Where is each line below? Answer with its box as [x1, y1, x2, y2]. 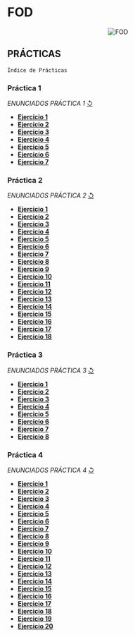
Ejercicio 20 [17, 621, 54, 630]
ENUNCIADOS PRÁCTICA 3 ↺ [7, 366, 94, 375]
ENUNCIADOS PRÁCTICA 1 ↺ [7, 99, 93, 108]
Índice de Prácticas [7, 66, 68, 74]
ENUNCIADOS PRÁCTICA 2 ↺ [7, 191, 94, 200]
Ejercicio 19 [17, 614, 52, 623]
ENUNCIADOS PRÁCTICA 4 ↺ [7, 466, 95, 474]
